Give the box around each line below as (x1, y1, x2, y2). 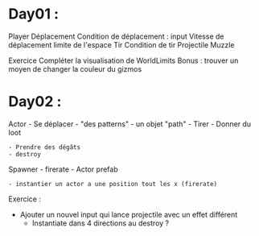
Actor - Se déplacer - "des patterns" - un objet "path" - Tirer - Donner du (8, 118, 252, 129)
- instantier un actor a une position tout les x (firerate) (8, 180, 218, 188)
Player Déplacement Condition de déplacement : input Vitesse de (8, 31, 224, 41)
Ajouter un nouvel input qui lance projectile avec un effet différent (19, 209, 238, 219)
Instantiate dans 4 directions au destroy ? (31, 218, 170, 228)
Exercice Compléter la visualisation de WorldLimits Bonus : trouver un (8, 56, 239, 65)
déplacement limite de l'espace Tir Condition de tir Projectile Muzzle (8, 39, 235, 49)
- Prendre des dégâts (8, 143, 81, 151)
